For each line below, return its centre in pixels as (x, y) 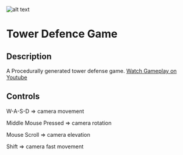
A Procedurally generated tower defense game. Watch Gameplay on (92, 71)
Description (29, 56)
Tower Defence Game (62, 34)
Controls (23, 96)
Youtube (17, 77)
